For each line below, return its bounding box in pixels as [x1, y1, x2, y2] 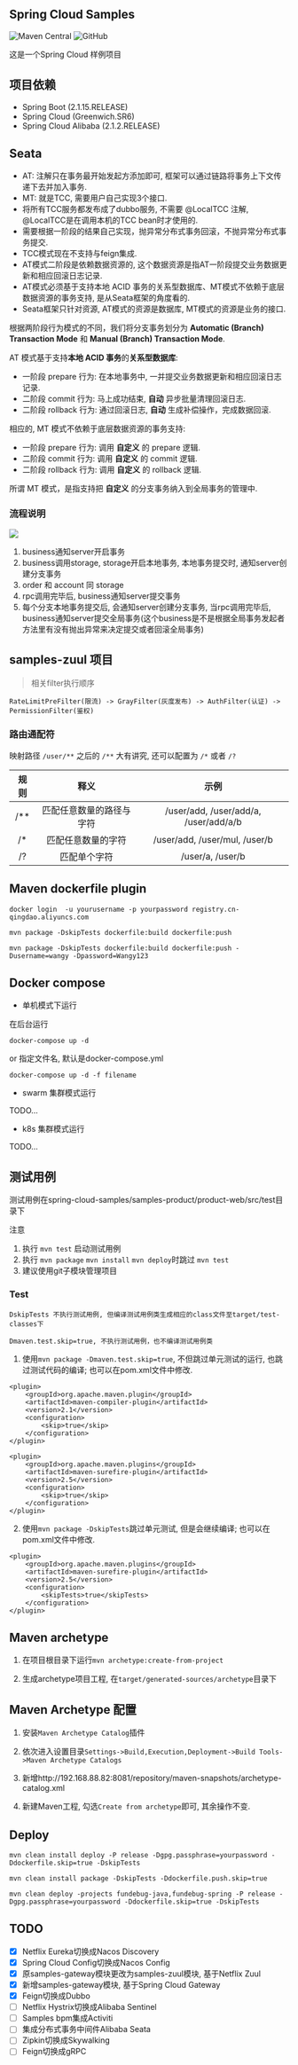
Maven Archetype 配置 [9, 1702, 137, 1717]
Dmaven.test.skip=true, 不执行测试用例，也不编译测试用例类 [9, 1337, 213, 1346]
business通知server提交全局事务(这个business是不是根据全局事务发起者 [21, 612, 286, 624]
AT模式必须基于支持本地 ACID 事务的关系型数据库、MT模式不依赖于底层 [21, 281, 286, 292]
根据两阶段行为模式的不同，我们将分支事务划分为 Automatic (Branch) [9, 323, 264, 334]
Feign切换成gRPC [21, 2046, 87, 2057]
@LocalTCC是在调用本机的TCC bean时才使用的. [21, 215, 199, 225]
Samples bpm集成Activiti [21, 2013, 114, 2023]
